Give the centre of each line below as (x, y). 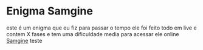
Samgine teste (24, 40)
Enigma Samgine (50, 11)
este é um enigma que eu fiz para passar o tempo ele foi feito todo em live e (101, 28)
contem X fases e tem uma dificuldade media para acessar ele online (93, 34)
